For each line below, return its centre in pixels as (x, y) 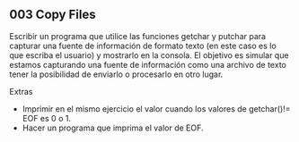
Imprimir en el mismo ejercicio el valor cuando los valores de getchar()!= (156, 109)
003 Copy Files (53, 15)
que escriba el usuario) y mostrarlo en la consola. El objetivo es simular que (149, 55)
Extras (21, 91)
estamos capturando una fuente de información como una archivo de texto (148, 64)
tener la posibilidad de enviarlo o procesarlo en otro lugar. (116, 74)
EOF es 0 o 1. (47, 118)
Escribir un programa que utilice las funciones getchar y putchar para (138, 36)
